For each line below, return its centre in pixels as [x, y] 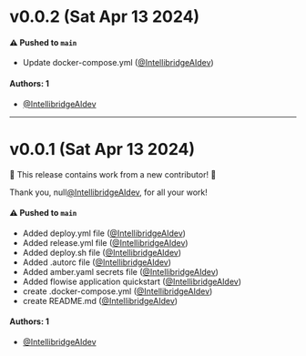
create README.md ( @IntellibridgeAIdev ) [100, 300]
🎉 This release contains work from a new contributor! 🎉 [113, 174]
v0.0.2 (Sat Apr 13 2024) [105, 17]
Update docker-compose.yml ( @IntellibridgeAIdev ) [118, 63]
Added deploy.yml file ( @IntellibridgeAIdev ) [104, 233]
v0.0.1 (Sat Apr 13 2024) [102, 149]
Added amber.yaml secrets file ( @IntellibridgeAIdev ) [120, 271]
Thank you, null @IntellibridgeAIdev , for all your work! [108, 192]
